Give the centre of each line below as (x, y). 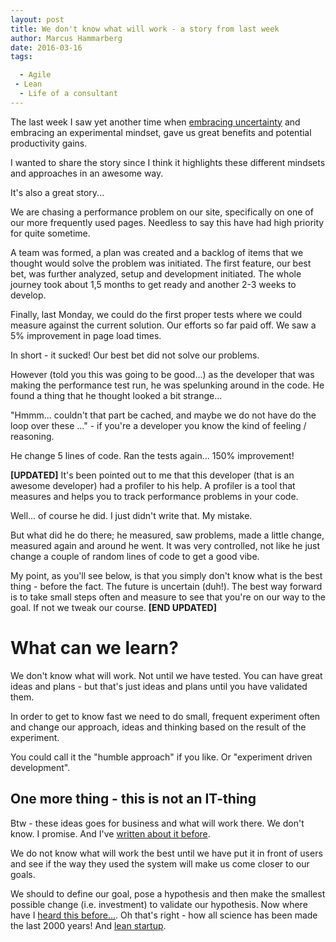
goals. (23, 874)
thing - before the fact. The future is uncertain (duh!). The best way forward (166, 586)
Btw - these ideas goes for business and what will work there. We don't (157, 823)
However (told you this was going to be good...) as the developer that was (162, 374)
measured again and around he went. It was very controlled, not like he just (165, 545)
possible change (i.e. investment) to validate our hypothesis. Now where (159, 904)
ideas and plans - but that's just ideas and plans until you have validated (159, 686)
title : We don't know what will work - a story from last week (145, 29)
